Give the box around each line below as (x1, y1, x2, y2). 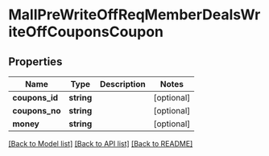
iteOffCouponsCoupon (8, 23, 163, 41)
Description (99, 79, 147, 89)
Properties (8, 55, 63, 68)
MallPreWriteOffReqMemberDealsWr (8, 6, 261, 24)
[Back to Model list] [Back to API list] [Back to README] (8, 139, 193, 148)
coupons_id (12, 92, 59, 103)
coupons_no (12, 105, 61, 116)
